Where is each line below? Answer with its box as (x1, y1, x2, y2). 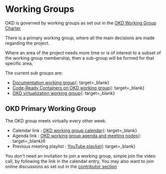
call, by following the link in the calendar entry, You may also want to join (5, 158, 154, 164)
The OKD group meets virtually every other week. (5, 118, 107, 124)
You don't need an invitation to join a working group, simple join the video (5, 153, 156, 159)
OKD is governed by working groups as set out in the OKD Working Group (5, 20, 157, 26)
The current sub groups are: (5, 70, 63, 76)
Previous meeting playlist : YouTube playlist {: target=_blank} (12, 143, 136, 149)
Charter (5, 25, 21, 31)
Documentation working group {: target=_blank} (12, 80, 109, 86)
